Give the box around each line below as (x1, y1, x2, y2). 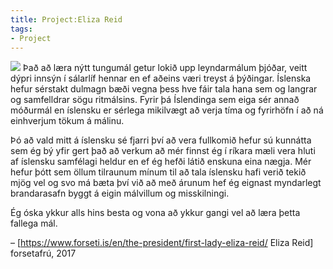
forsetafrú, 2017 (10, 247, 77, 260)
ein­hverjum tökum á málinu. (10, 115, 125, 127)
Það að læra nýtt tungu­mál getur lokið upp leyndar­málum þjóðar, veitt (22, 62, 308, 74)
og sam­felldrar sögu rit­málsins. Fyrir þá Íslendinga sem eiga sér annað (10, 94, 300, 106)
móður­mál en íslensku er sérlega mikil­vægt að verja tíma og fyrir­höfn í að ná (10, 104, 324, 116)
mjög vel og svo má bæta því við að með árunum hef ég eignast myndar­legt (10, 177, 322, 189)
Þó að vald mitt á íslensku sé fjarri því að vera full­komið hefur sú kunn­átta (10, 134, 312, 146)
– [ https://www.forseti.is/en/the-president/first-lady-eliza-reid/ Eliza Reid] (10, 237, 314, 249)
